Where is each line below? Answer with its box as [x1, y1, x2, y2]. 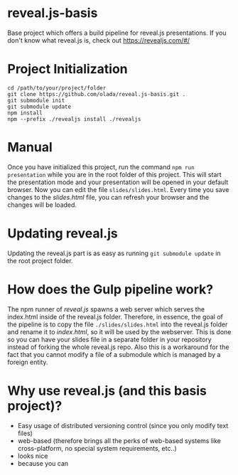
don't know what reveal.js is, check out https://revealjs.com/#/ [7, 36, 190, 44]
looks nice [17, 452, 48, 460]
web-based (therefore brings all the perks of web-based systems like [17, 436, 222, 445]
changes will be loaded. [7, 201, 77, 209]
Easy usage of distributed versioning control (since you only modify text [17, 421, 229, 429]
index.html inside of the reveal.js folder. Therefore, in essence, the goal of [7, 312, 224, 321]
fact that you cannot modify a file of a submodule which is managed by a [7, 350, 221, 358]
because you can [17, 459, 69, 467]
